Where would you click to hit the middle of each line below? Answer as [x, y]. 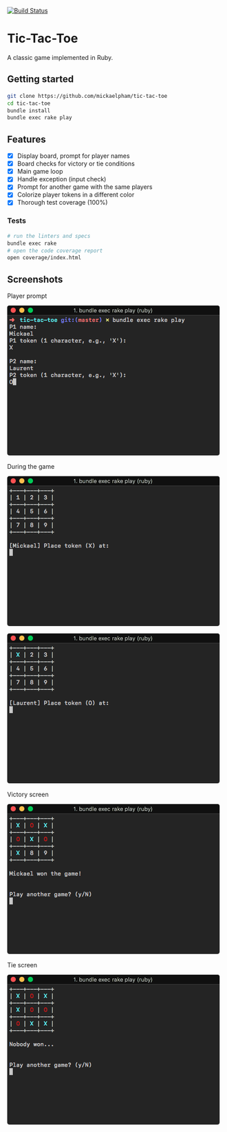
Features [26, 139]
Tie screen [22, 965]
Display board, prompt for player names [73, 156]
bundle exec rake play [40, 118]
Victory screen [28, 795]
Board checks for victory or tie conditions [76, 164]
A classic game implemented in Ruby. [60, 57]
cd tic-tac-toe [29, 103]
